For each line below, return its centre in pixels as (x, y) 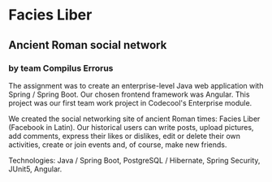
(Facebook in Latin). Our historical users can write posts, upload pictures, (131, 127)
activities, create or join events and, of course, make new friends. (118, 145)
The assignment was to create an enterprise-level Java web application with (136, 85)
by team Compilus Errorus (61, 68)
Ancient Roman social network (88, 45)
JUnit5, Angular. (35, 169)
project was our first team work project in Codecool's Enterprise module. (130, 102)
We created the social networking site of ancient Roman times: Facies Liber (134, 119)
